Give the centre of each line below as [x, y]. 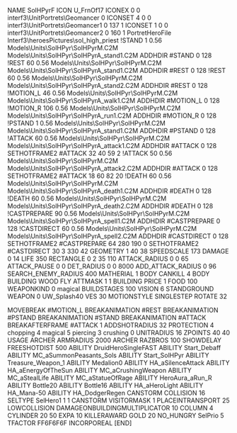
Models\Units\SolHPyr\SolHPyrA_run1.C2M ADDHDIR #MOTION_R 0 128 [112, 116]
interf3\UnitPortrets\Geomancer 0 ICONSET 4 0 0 [80, 18]
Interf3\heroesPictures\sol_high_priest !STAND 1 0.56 [85, 40]
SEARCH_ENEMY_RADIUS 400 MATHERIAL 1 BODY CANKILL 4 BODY [109, 274]
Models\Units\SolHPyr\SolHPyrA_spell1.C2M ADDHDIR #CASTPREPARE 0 [114, 221]
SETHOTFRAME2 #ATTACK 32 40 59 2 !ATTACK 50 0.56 [90, 153]
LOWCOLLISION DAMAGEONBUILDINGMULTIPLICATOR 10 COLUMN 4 [110, 408]
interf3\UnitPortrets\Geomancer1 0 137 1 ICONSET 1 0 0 [88, 25]
